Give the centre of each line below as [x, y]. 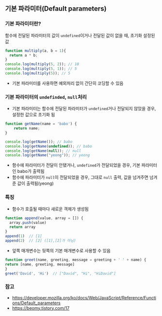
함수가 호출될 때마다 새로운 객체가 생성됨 [50, 209]
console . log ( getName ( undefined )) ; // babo [49, 146]
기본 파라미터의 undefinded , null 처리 [46, 97]
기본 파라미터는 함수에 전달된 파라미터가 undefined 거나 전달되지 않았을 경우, [84, 109]
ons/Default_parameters [36, 303]
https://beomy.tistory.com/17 [41, 308]
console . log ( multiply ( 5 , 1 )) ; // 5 [41, 69]
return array [23, 227]
